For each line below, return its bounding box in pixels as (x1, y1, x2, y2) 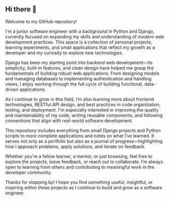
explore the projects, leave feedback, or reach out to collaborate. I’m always (5, 159, 163, 165)
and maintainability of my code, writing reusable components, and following (5, 112, 163, 118)
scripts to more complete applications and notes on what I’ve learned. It (5, 132, 154, 139)
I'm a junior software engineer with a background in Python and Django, (5, 28, 155, 34)
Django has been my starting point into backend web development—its (5, 59, 153, 66)
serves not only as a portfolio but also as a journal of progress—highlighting (5, 138, 163, 144)
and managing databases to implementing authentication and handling (5, 75, 152, 81)
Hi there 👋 (5, 5, 37, 14)
